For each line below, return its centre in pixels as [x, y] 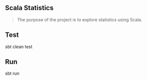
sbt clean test [19, 47]
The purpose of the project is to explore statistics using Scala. [80, 19]
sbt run [12, 73]
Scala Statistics [29, 8]
